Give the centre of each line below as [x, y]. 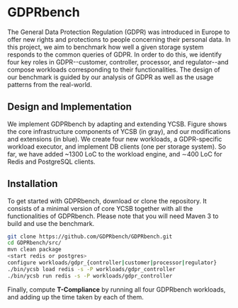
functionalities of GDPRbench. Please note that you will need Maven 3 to [113, 216]
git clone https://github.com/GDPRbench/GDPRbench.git [90, 236]
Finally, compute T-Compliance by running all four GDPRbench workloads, [117, 289]
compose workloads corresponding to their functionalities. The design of [114, 69]
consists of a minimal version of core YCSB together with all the [100, 208]
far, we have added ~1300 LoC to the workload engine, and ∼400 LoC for [115, 154]
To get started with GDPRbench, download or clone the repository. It [107, 201]
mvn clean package [34, 250]
